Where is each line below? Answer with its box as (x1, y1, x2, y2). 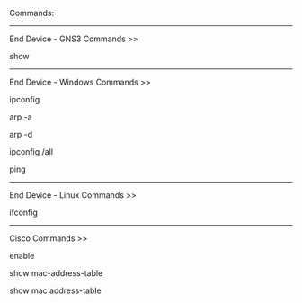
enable (9, 251, 35, 261)
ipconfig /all (9, 147, 54, 156)
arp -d (9, 129, 33, 139)
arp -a (9, 111, 33, 122)
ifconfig (9, 207, 38, 218)
